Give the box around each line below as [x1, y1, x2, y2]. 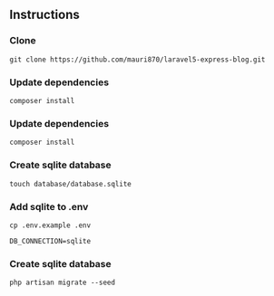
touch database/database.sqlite [9, 179, 132, 188]
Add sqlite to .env [9, 200, 89, 213]
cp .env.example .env [9, 221, 92, 230]
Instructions [9, 7, 80, 23]
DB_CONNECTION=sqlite [9, 236, 92, 245]
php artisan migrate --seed [9, 278, 116, 288]
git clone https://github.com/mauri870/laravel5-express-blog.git [9, 54, 266, 64]
